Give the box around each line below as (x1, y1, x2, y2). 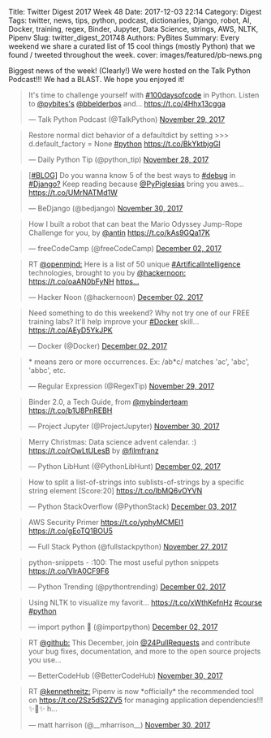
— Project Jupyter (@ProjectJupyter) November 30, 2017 (28, 422, 221, 431)
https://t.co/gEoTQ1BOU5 (28, 526, 114, 536)
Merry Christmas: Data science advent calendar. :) (28, 437, 197, 446)
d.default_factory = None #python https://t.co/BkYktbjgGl (28, 139, 221, 149)
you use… (28, 655, 62, 665)
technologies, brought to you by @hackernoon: (28, 268, 187, 277)
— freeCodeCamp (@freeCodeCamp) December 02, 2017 (28, 244, 222, 253)
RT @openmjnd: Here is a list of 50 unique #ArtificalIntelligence (28, 259, 241, 269)
